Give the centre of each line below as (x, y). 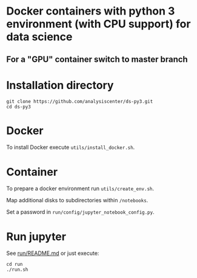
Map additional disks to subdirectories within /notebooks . (77, 200)
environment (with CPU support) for (98, 24)
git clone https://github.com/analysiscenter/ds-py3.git (80, 101)
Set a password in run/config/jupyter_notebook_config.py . (80, 212)
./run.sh (17, 270)
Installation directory (60, 85)
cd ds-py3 (19, 107)
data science (39, 37)
